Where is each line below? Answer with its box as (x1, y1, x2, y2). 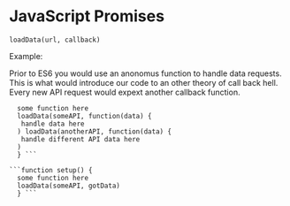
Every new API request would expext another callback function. (9, 87, 240, 97)
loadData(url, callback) (9, 35, 101, 44)
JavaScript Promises (9, 6, 165, 27)
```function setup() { (9, 165, 93, 174)
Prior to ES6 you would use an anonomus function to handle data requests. (9, 68, 282, 79)
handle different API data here (20, 134, 141, 143)
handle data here (20, 119, 86, 128)
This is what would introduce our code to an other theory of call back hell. (9, 77, 279, 88)
